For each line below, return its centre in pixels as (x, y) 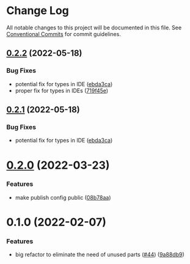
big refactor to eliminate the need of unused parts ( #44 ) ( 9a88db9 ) (100, 255)
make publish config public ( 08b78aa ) (63, 197)
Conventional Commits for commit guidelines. (64, 34)
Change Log (38, 11)
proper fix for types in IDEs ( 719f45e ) (62, 90)
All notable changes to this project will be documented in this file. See (94, 28)
